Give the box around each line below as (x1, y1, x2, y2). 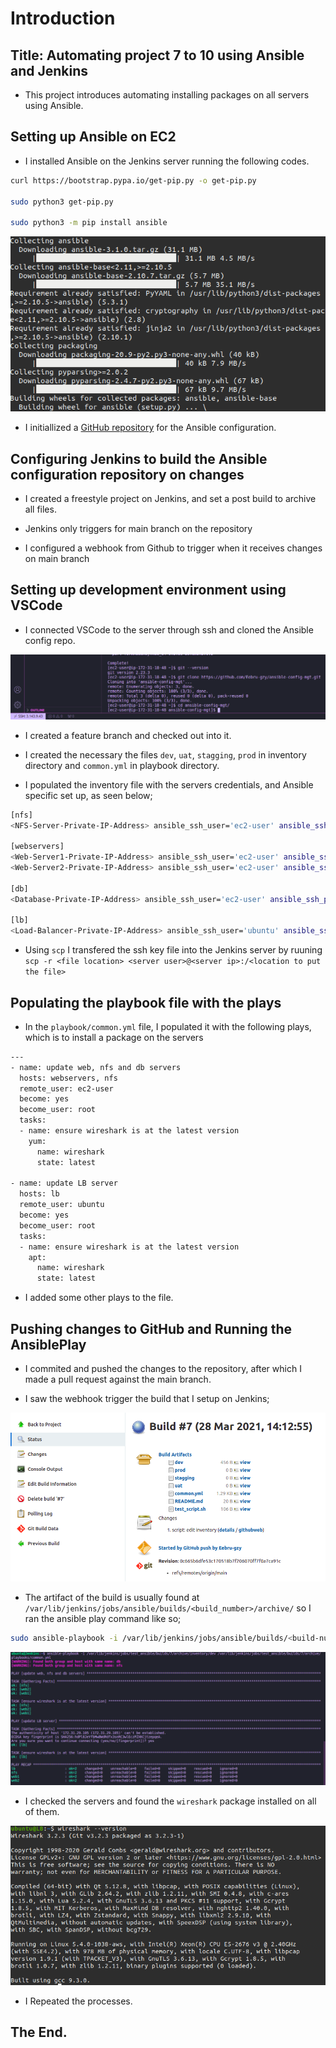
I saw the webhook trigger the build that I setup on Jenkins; (24, 1393, 270, 1405)
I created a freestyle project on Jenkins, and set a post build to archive (24, 493, 317, 504)
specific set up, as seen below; (24, 789, 153, 801)
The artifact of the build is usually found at (24, 1592, 200, 1604)
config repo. (24, 634, 76, 646)
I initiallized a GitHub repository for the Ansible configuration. (24, 422, 277, 434)
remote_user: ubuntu (19, 1200, 105, 1210)
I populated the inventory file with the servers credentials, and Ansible (24, 778, 314, 791)
